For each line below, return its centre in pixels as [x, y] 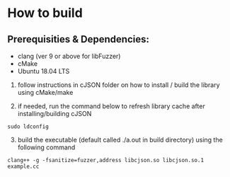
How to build [45, 13]
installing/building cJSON [54, 114]
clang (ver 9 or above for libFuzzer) [69, 56]
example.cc [23, 166]
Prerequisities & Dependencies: [79, 39]
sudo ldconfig [28, 127]
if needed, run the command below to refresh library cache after [111, 106]
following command [46, 147]
